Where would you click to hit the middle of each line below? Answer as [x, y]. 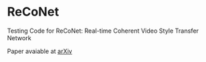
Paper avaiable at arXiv [40, 51]
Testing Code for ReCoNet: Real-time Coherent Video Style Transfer [103, 31]
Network [20, 37]
